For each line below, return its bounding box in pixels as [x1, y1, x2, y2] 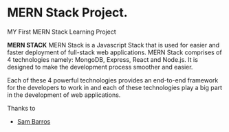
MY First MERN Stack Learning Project [7, 27, 117, 36]
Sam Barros [17, 117, 51, 125]
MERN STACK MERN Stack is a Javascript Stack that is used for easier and [7, 41, 220, 49]
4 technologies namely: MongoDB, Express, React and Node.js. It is [7, 55, 198, 63]
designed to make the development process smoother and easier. [7, 63, 193, 71]
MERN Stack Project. [7, 5, 129, 21]
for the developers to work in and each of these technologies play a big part [7, 83, 222, 91]
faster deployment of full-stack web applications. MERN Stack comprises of [7, 48, 222, 56]
